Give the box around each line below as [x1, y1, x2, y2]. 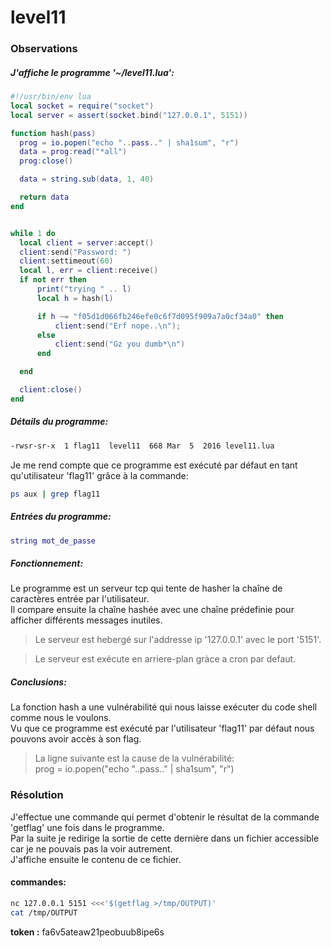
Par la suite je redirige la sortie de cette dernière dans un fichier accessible [10, 832, 320, 844]
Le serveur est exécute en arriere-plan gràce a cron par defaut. [34, 653, 297, 665]
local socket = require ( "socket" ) [10, 101, 155, 111]
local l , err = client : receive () [19, 266, 159, 276]
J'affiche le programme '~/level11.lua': [10, 66, 175, 78]
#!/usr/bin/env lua [10, 92, 92, 102]
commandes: [10, 876, 67, 888]
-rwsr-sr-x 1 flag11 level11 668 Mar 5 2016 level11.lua [10, 441, 275, 451]
